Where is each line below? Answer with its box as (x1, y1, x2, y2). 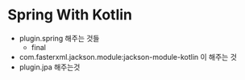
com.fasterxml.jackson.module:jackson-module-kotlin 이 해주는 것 (19, 52, 237, 61)
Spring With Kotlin (7, 6, 133, 24)
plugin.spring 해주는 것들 (19, 33, 100, 43)
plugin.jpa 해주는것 (19, 62, 81, 72)
